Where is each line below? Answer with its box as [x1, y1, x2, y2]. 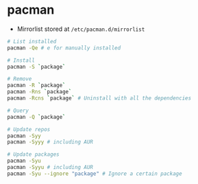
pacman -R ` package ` [7, 82, 66, 89]
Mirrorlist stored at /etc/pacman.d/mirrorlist [16, 25, 145, 33]
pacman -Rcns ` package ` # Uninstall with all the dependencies [7, 95, 192, 102]
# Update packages [7, 151, 60, 158]
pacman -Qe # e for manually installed [7, 44, 121, 51]
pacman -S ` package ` [7, 63, 66, 70]
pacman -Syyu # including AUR [7, 164, 94, 171]
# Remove [7, 76, 32, 82]
